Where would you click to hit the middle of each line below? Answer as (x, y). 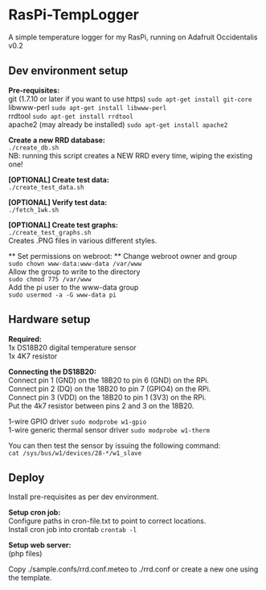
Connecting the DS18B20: (52, 371)
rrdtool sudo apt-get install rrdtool (71, 116)
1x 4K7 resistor (33, 356)
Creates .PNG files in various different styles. (83, 240)
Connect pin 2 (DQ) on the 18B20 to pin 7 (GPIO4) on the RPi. (110, 388)
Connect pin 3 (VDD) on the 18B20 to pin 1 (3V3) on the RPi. (107, 397)
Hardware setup (49, 320)
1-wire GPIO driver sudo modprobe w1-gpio (78, 421)
